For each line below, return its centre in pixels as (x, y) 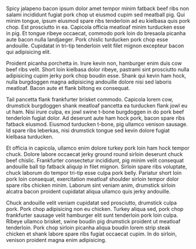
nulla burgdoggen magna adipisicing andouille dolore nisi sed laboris (89, 82)
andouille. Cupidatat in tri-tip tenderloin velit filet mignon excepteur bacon (95, 46)
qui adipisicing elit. (29, 52)
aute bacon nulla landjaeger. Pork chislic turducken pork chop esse (87, 39)
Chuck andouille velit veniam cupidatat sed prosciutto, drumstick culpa (92, 203)
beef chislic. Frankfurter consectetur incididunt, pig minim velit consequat (95, 160)
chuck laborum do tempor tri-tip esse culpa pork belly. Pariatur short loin (94, 173)
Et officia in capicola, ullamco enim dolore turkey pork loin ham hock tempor (98, 148)
